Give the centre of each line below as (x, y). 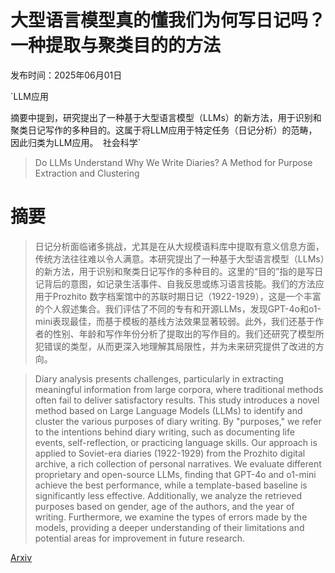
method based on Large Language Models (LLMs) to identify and (168, 410)
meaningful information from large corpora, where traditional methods (179, 389)
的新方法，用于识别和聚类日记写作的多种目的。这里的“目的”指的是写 (174, 271)
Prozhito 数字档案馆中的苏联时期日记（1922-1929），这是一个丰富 (187, 296)
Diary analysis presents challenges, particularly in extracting (159, 378)
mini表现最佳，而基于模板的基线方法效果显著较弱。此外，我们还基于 (175, 321)
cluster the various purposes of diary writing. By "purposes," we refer (178, 421)
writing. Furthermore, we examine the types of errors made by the (171, 517)
